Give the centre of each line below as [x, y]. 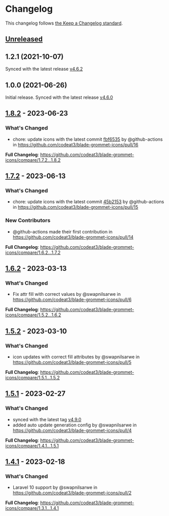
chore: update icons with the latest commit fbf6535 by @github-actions [88, 139]
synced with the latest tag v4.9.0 [47, 419]
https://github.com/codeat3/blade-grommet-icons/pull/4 [72, 430]
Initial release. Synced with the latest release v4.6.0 [59, 97]
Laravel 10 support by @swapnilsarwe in [55, 487]
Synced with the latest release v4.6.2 [44, 69]
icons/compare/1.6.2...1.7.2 [33, 252]
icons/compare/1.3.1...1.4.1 [32, 508]
